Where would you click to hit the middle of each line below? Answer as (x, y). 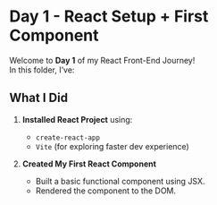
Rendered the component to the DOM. (106, 191)
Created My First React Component (89, 164)
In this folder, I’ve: (42, 70)
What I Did (39, 98)
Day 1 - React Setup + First (109, 17)
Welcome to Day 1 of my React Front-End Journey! (102, 60)
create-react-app (68, 137)
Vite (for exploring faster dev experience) (112, 146)
